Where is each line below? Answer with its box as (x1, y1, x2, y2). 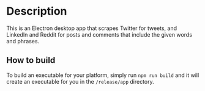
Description (6, 4, 67, 18)
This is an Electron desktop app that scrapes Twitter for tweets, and (6, 24, 177, 32)
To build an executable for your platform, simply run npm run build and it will (6, 71, 199, 79)
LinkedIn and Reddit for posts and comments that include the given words (6, 31, 193, 38)
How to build (6, 55, 56, 65)
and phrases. (6, 37, 40, 45)
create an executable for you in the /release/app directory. (6, 78, 154, 85)
